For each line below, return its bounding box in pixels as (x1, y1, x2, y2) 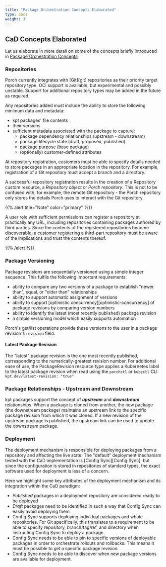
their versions (12, 123, 41, 129)
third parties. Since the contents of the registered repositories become (5, 225, 149, 231)
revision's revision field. (5, 330, 55, 336)
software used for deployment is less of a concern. (5, 468, 110, 474)
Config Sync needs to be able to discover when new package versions (12, 551, 157, 557)
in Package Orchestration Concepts (5, 53, 78, 60)
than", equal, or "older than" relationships (12, 289, 97, 295)
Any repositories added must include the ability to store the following (5, 102, 146, 108)
